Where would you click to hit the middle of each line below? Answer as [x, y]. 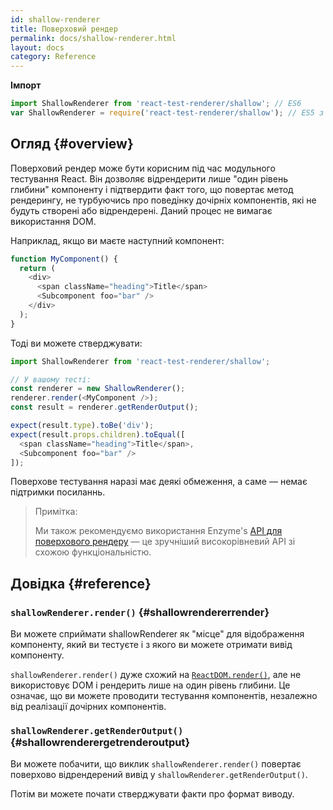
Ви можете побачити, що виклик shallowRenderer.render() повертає [156, 764]
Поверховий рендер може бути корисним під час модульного [143, 168]
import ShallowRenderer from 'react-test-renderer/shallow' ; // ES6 [156, 104]
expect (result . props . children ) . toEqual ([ [98, 434]
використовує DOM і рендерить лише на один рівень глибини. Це [150, 685]
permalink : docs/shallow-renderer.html [93, 38]
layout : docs [37, 47]
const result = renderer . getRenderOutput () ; [104, 407]
